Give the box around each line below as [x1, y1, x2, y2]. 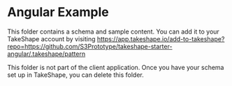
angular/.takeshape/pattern [7, 50, 86, 58]
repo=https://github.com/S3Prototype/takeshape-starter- [7, 42, 173, 50]
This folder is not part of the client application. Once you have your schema [7, 63, 224, 71]
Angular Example [7, 4, 110, 20]
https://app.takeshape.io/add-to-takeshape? [96, 34, 225, 43]
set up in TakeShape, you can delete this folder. [7, 71, 145, 79]
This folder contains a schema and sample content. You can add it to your [7, 27, 220, 36]
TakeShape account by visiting [7, 34, 96, 43]
